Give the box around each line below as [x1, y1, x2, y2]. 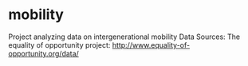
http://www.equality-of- [112, 40, 190, 49]
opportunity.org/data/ [8, 49, 80, 58]
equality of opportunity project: [8, 40, 111, 49]
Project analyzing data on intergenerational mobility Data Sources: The [8, 32, 241, 41]
